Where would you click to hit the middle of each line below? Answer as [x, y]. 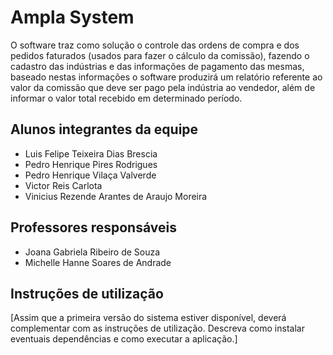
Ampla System [72, 17]
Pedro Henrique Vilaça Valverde [90, 175]
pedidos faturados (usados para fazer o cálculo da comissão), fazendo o [160, 55]
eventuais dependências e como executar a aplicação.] [124, 339]
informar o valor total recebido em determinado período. [126, 98]
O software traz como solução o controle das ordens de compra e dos [155, 45]
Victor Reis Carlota [63, 185]
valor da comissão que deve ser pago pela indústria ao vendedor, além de [163, 87]
